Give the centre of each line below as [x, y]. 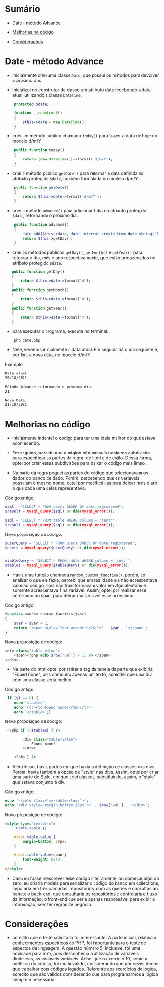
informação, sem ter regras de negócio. [52, 904]
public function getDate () [41, 187]
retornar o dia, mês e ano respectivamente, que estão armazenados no [84, 257]
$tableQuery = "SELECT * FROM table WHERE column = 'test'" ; [69, 561]
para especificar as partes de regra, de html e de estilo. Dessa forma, [82, 458]
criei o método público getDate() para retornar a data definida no [78, 173]
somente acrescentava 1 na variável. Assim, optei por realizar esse [79, 590]
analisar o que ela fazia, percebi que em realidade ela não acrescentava [85, 580]
